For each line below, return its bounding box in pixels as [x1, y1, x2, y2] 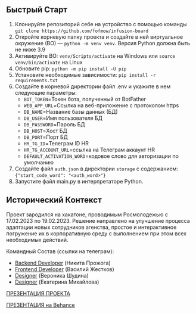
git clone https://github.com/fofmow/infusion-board [14, 28, 149, 34]
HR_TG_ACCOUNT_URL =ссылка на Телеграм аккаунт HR [23, 146, 155, 153]
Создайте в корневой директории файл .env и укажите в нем [14, 83, 171, 90]
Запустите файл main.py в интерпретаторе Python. [14, 178, 144, 185]
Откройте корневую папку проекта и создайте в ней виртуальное [14, 33, 183, 41]
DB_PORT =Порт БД [23, 133, 69, 141]
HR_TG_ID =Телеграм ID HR [23, 139, 89, 147]
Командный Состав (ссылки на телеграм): [6, 247, 114, 255]
